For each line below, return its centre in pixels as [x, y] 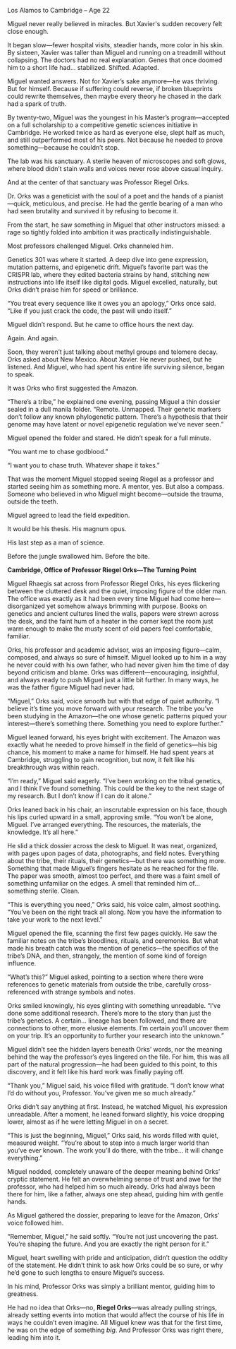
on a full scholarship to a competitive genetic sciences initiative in [103, 125]
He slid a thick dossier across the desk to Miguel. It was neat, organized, [113, 846]
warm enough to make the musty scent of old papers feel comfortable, [110, 629]
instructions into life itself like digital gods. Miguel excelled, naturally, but [112, 282]
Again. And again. [33, 338]
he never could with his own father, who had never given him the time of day [118, 665]
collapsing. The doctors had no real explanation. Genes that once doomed [115, 60]
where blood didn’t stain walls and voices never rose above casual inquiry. [115, 168]
